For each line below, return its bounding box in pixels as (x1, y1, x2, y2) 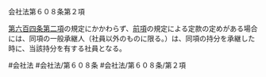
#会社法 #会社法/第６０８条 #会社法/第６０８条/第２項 (8, 60, 187, 70)
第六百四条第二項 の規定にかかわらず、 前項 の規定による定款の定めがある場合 (8, 24, 258, 33)
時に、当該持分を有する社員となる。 (8, 44, 127, 53)
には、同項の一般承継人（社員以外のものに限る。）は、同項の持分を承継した (8, 34, 256, 43)
